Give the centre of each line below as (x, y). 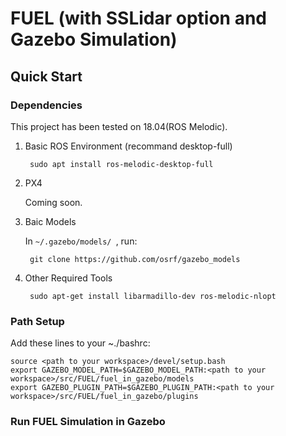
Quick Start (46, 76)
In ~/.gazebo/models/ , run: (81, 241)
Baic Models (50, 221)
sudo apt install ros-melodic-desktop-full (121, 164)
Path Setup (37, 321)
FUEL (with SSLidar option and (138, 18)
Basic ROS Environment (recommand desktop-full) (128, 146)
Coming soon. (53, 202)
